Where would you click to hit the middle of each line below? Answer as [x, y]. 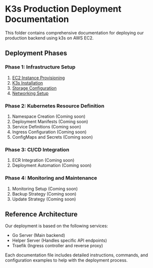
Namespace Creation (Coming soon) [49, 116]
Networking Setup [30, 93]
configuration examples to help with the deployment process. [66, 260]
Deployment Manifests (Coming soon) [50, 121]
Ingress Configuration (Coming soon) [49, 132]
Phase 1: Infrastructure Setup [40, 67]
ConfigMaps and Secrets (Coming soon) [52, 137]
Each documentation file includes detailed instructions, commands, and [76, 255]
